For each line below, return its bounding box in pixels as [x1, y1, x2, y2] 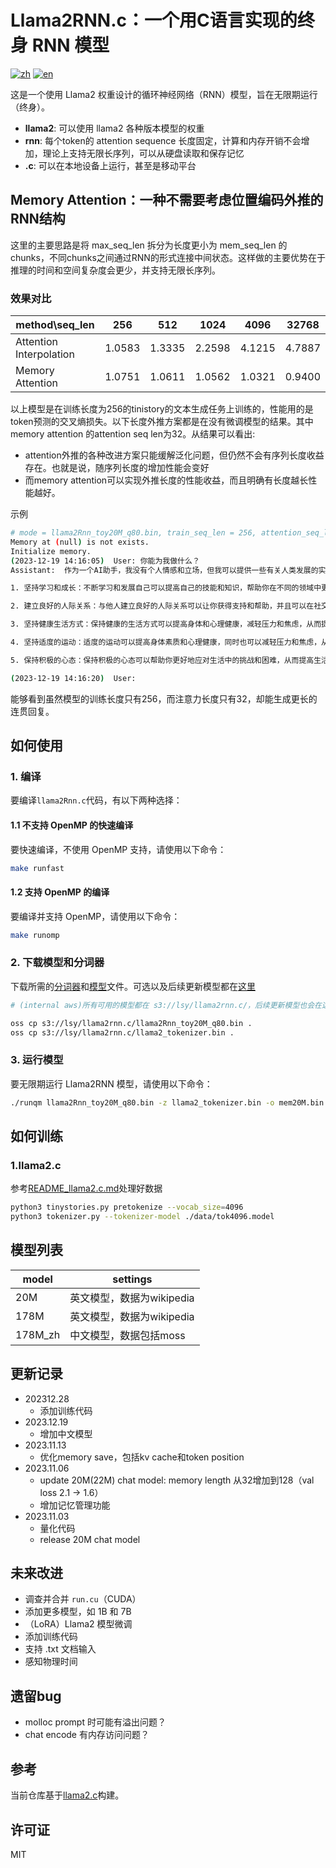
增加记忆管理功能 [39, 1499, 111, 1511]
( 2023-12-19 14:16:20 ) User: [10, 673, 137, 683]
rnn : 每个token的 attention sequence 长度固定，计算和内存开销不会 [24, 134, 302, 146]
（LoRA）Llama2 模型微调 [24, 1618, 133, 1630]
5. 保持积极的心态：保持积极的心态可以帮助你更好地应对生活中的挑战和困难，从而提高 [10, 655, 315, 665]
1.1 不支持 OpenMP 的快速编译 [10, 819, 134, 831]
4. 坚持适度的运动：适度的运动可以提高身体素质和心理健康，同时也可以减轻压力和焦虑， [10, 637, 322, 648]
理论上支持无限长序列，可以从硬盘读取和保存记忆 [42, 147, 245, 159]
